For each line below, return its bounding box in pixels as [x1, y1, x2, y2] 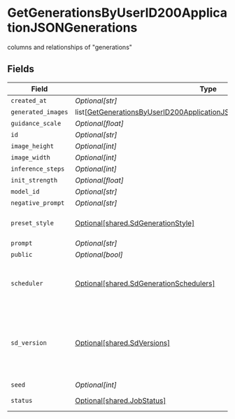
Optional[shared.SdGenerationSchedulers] [74, 278, 215, 288]
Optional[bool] [74, 250, 124, 260]
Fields [7, 63, 35, 75]
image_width [10, 153, 51, 162]
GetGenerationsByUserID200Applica [7, 5, 228, 21]
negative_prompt [10, 199, 65, 207]
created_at [10, 97, 47, 104]
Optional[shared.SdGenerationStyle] [74, 218, 194, 228]
